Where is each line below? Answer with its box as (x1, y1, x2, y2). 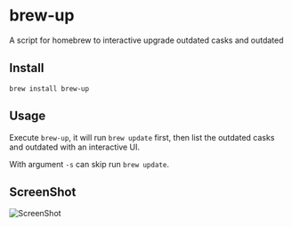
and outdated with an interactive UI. (9, 142, 141, 152)
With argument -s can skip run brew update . (9, 158, 169, 169)
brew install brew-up (9, 84, 90, 93)
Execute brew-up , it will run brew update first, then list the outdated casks (9, 132, 275, 142)
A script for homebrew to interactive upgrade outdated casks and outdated (9, 35, 284, 45)
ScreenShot (9, 184, 77, 199)
